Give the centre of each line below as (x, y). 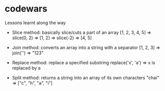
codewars (26, 9)
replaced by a (26, 68)
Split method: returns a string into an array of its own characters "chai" (86, 77)
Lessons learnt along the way (35, 23)
